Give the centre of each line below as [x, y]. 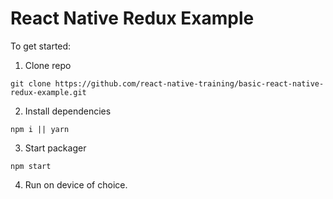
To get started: [41, 46]
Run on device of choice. [76, 184]
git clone [31, 83]
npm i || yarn [40, 129]
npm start [31, 166]
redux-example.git [48, 92]
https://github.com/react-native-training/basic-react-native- [189, 83]
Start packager [55, 148]
